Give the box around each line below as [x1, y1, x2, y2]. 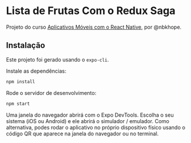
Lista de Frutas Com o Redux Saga [6, 4, 176, 18]
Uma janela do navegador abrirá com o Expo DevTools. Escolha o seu [6, 111, 174, 118]
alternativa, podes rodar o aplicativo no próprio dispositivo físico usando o [6, 124, 186, 131]
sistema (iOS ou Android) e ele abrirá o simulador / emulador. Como [6, 117, 170, 124]
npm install [6, 79, 35, 84]
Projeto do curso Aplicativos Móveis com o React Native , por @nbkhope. [6, 23, 182, 30]
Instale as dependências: [6, 67, 67, 74]
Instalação [6, 40, 46, 50]
